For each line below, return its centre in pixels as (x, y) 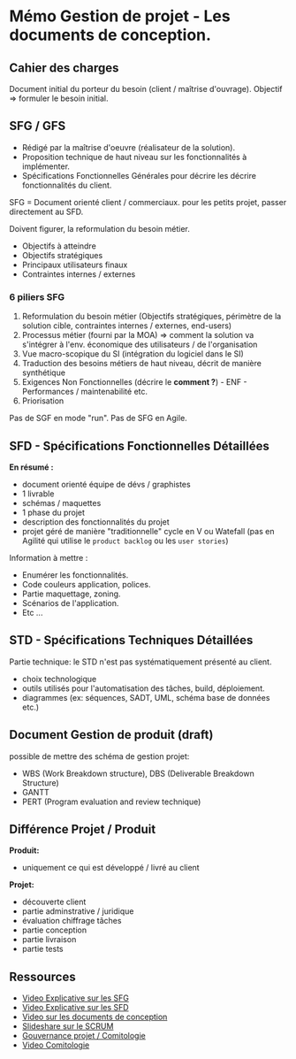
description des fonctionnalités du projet (95, 522)
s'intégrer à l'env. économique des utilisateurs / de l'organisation (140, 345)
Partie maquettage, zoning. (71, 594)
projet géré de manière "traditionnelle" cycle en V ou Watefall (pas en (148, 531)
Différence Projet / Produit (83, 829)
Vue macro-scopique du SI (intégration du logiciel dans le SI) (133, 354)
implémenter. (46, 166)
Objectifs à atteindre (59, 246)
